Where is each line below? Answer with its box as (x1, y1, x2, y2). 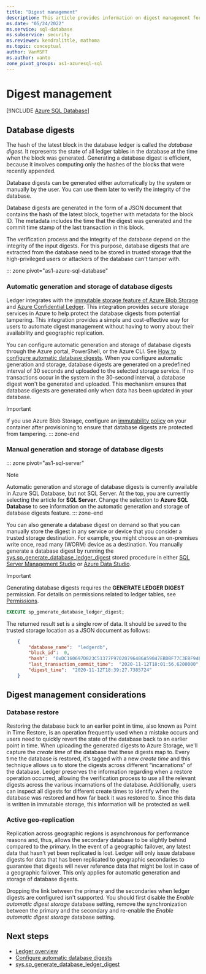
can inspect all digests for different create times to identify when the (6, 787, 179, 795)
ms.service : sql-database (6, 26, 72, 33)
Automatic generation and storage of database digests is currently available (6, 483, 198, 490)
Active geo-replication (6, 816, 75, 824)
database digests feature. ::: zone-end (6, 509, 103, 516)
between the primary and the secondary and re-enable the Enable (6, 906, 174, 914)
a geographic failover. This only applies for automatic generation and (6, 868, 180, 876)
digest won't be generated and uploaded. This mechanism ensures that (6, 380, 187, 388)
